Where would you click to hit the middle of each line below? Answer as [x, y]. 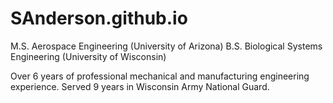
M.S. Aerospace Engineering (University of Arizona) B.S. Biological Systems [166, 46]
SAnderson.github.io [99, 18]
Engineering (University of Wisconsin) [88, 56]
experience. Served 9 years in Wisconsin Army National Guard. [140, 86]
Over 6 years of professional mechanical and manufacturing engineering [160, 76]
